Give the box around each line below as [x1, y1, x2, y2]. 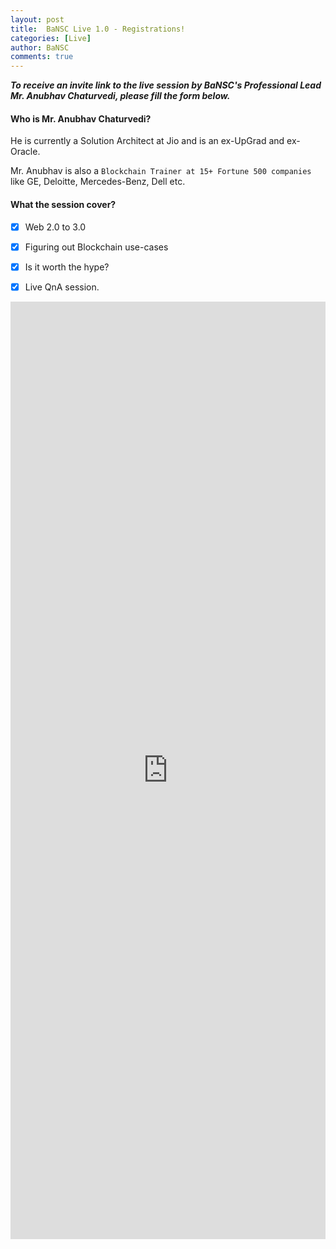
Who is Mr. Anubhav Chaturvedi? [10, 112, 152, 125]
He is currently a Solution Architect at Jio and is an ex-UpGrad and [10, 135, 285, 147]
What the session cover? [10, 198, 117, 210]
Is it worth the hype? [24, 261, 110, 273]
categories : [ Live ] [10, 33, 92, 43]
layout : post [10, 14, 65, 25]
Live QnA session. [24, 281, 100, 293]
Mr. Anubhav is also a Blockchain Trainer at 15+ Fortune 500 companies [10, 165, 312, 177]
